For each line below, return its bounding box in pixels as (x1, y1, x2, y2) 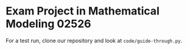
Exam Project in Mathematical (5, 4, 159, 18)
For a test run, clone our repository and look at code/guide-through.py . (5, 37, 183, 44)
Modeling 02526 (5, 17, 92, 31)
